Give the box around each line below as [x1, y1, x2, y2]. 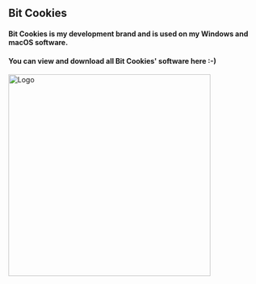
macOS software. [8, 37, 69, 47]
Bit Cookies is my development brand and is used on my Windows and [8, 28, 249, 39]
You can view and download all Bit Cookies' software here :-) [8, 56, 216, 65]
